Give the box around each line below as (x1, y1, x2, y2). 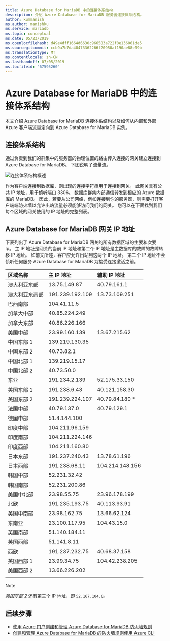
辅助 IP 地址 (97, 271, 125, 278)
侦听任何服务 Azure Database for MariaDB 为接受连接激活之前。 (5, 258, 139, 264)
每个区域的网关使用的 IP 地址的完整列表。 (5, 208, 92, 214)
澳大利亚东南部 (8, 291, 44, 298)
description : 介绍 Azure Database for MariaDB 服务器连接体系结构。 (5, 12, 144, 17)
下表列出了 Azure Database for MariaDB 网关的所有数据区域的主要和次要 (5, 239, 157, 245)
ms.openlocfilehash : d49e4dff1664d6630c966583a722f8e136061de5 (5, 41, 142, 46)
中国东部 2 (8, 348, 33, 355)
